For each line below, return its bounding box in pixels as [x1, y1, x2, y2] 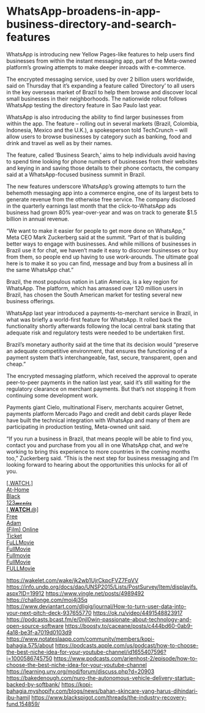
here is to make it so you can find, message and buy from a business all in [6, 259, 193, 267]
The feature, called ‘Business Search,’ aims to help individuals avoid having [6, 151, 196, 159]
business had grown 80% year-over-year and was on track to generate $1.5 [6, 208, 198, 216]
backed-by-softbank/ [6, 681, 60, 688]
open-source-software [6, 622, 64, 629]
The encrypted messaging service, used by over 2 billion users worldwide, [6, 75, 195, 83]
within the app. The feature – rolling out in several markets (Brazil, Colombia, [6, 119, 199, 127]
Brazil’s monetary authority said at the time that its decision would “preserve [6, 341, 199, 348]
